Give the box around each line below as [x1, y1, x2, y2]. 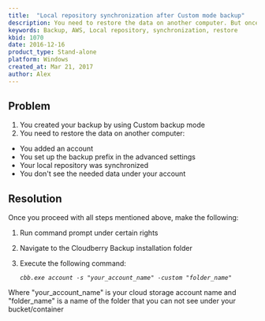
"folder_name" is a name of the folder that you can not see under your [8, 297, 237, 306]
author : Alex [8, 70, 51, 78]
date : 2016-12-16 [8, 41, 65, 49]
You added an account [19, 144, 93, 154]
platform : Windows [8, 56, 69, 64]
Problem [8, 99, 51, 113]
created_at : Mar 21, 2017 [8, 63, 93, 71]
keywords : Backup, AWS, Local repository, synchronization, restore [8, 26, 238, 34]
